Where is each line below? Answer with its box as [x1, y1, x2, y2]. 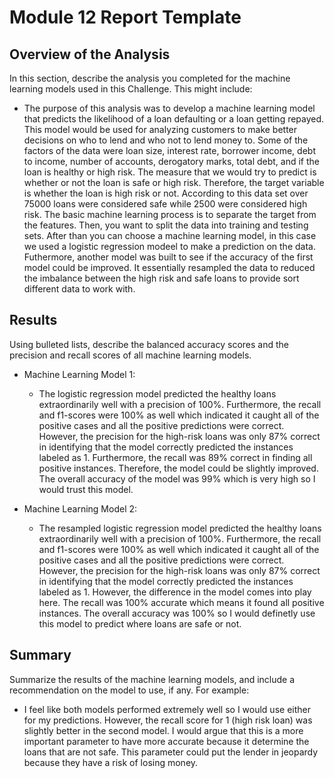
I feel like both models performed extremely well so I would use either [23, 703, 311, 715]
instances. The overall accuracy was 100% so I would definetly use [38, 607, 316, 619]
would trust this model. [38, 483, 134, 495]
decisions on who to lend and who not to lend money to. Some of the [23, 134, 309, 146]
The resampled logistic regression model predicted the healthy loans [38, 522, 322, 534]
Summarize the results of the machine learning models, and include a [9, 673, 296, 685]
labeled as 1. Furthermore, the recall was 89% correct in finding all [38, 451, 313, 463]
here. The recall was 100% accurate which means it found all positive [38, 596, 325, 608]
